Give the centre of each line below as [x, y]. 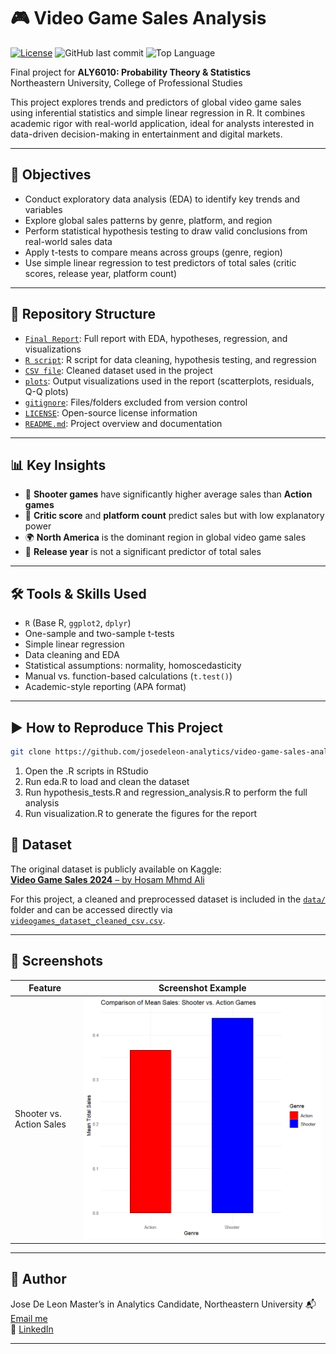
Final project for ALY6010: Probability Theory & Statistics [131, 72]
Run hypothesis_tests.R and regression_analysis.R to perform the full [166, 792]
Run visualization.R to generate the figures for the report [141, 813]
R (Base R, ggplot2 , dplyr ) [78, 623]
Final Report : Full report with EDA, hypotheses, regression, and [156, 338]
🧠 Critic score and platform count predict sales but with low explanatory [174, 516]
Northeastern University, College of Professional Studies [126, 82]
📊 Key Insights [58, 465]
